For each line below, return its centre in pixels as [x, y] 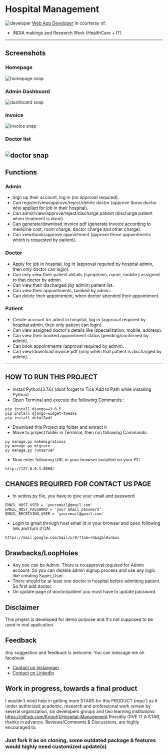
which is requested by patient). [44, 240]
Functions [21, 172]
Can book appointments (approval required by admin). [68, 346]
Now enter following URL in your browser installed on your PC [76, 459]
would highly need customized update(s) [56, 746]
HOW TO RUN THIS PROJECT [51, 377]
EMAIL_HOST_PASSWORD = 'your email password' [53, 510]
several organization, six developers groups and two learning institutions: [80, 711]
